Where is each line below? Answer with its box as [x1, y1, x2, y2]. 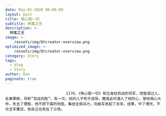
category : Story [5, 53, 39, 58]
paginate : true [5, 76, 37, 81]
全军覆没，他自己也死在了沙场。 [8, 107, 65, 112]
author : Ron [5, 72, 30, 77]
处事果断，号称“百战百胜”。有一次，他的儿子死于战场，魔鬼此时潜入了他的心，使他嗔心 [5, 96, 158, 101]
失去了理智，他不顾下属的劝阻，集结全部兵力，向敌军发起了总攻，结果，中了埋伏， [12, 101, 157, 107]
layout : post [5, 12, 32, 17]
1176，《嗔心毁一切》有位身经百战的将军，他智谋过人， [66, 91, 162, 96]
